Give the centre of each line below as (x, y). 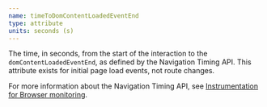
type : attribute (36, 23)
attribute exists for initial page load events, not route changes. (112, 71)
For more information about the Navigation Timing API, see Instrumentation (133, 86)
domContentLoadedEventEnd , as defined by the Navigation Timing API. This (130, 62)
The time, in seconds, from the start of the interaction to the (108, 54)
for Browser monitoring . (48, 95)
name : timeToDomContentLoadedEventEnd (74, 16)
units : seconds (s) (41, 31)
